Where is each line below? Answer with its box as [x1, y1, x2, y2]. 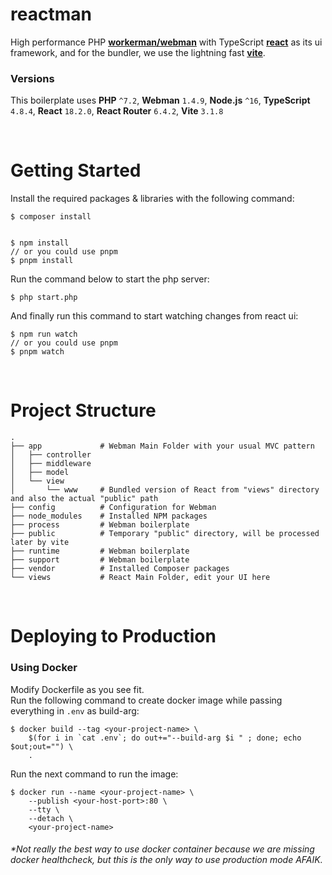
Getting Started [10, 159, 142, 182]
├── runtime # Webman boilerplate [10, 546, 190, 557]
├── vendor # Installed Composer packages [10, 564, 230, 574]
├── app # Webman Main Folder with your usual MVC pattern [10, 441, 315, 452]
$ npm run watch [10, 329, 78, 340]
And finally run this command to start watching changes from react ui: [10, 310, 299, 322]
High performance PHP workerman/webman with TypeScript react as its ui [10, 36, 323, 48]
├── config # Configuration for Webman [10, 503, 217, 513]
